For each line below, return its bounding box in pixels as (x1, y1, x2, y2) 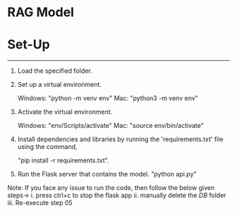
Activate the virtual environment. (17, 107, 113, 117)
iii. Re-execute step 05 (7, 198, 73, 207)
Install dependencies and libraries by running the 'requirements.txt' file (17, 135, 224, 143)
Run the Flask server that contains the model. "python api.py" (17, 170, 197, 179)
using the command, (17, 143, 78, 151)
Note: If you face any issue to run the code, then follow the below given (7, 184, 215, 192)
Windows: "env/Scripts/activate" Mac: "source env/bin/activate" (17, 121, 205, 130)
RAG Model (7, 4, 74, 20)
